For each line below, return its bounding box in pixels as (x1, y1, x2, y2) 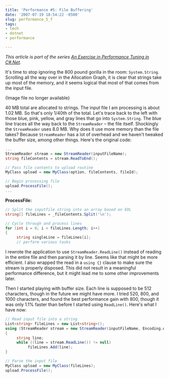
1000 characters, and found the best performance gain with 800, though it (5, 296, 159, 302)
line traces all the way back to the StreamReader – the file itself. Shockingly (5, 121, 158, 127)
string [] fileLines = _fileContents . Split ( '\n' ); (5, 211, 112, 217)
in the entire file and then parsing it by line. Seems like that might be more (5, 254, 158, 260)
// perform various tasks (16, 240, 71, 245)
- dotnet (5, 31, 24, 36)
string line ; (16, 335, 44, 341)
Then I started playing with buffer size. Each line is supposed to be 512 (5, 286, 152, 291)
